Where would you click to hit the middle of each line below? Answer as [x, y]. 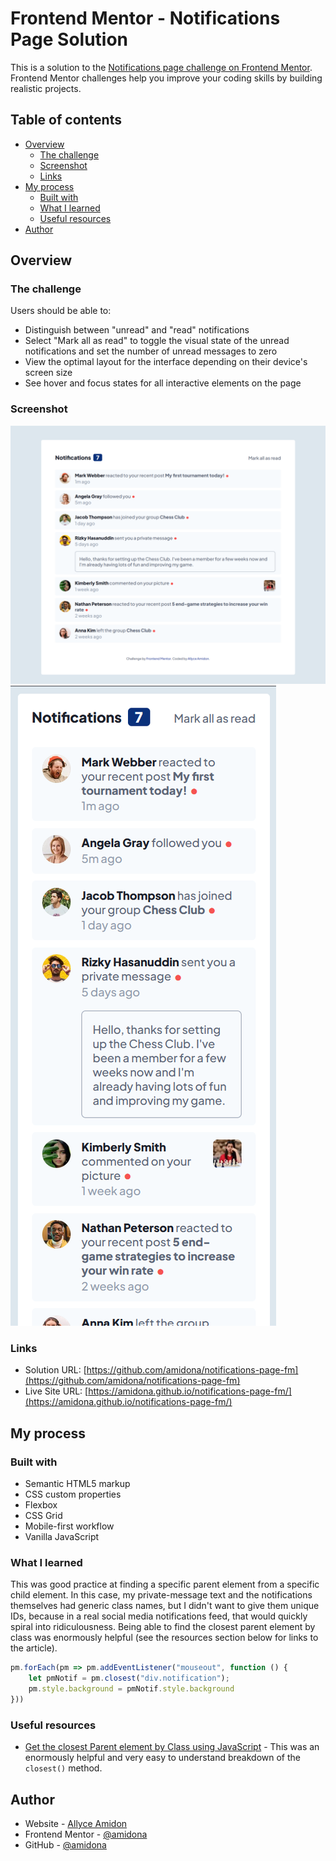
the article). [34, 1648]
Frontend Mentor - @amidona [86, 1834]
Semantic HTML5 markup [77, 1484]
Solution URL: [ [55, 1370]
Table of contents [66, 120]
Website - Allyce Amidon [76, 1824]
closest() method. [63, 1768]
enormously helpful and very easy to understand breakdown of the [163, 1758]
